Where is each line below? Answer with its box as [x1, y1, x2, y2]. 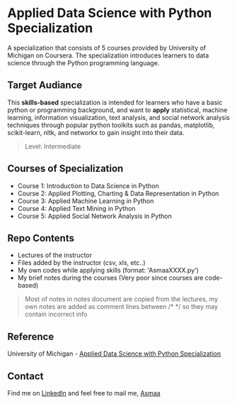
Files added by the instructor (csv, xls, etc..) [17, 258, 146, 267]
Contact [7, 370, 44, 382]
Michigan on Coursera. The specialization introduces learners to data [7, 51, 209, 60]
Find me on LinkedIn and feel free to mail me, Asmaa [7, 389, 161, 397]
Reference [7, 330, 54, 342]
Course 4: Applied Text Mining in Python [17, 204, 136, 212]
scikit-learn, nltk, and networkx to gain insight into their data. [7, 128, 185, 136]
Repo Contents [7, 232, 74, 244]
